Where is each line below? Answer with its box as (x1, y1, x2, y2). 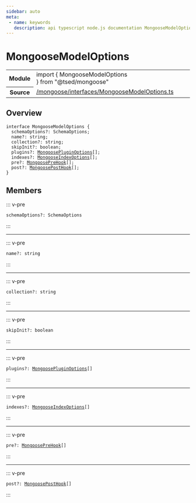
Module (9, 74, 31, 82)
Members (6, 185, 42, 195)
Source (9, 88, 30, 97)
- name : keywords (8, 19, 51, 25)
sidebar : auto (6, 8, 41, 15)
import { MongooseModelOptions (36, 71, 128, 79)
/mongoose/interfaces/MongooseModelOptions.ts (36, 88, 174, 96)
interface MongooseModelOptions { (6, 123, 90, 129)
